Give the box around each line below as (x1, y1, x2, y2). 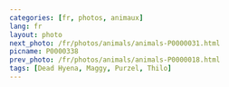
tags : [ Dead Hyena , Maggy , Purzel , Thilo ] (9, 64, 172, 73)
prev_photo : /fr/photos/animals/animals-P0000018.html (9, 55, 221, 64)
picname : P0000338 (9, 47, 79, 56)
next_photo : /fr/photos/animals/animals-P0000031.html (9, 38, 221, 48)
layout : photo (9, 30, 63, 39)
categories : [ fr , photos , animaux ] (9, 13, 144, 23)
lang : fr (9, 22, 43, 31)
